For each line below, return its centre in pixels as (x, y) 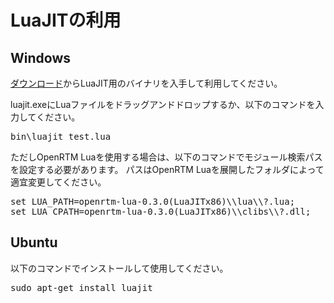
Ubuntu (34, 242)
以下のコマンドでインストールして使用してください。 (119, 268)
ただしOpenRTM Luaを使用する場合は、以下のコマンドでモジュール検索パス (166, 157)
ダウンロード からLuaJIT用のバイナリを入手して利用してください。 (146, 83)
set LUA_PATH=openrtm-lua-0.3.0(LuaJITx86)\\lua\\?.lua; (153, 201)
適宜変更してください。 (58, 182)
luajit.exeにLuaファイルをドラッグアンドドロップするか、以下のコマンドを (163, 104)
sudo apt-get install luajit (81, 287)
